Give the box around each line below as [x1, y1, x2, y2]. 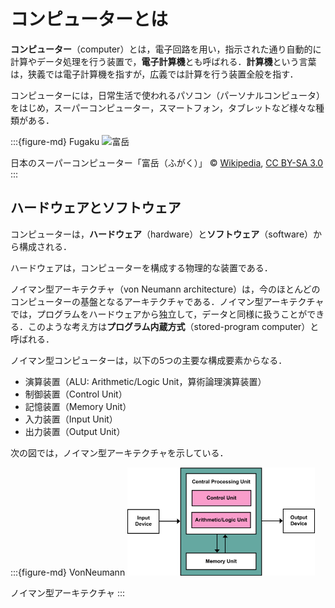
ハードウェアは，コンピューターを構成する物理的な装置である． [10, 261, 273, 274]
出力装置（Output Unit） [24, 425, 126, 437]
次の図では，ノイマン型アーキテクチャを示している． [10, 446, 229, 459]
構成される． [18, 240, 72, 252]
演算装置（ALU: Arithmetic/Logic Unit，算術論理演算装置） [24, 375, 267, 387]
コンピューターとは [10, 8, 169, 31]
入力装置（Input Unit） [24, 413, 118, 425]
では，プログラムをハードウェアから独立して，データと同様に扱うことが [10, 308, 308, 320]
